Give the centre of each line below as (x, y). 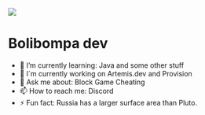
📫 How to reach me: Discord (66, 91)
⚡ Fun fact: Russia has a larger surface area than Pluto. (108, 102)
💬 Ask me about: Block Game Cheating (82, 82)
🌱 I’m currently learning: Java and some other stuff (102, 65)
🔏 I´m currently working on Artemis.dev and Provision (106, 73)
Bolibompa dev (58, 44)
